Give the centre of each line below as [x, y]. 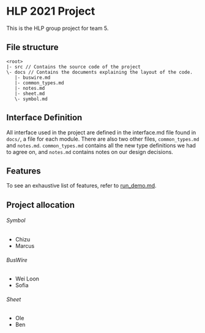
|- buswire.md [32, 78]
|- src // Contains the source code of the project [73, 67]
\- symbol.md [31, 99]
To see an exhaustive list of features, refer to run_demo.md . [82, 186]
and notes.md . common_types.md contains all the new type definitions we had [101, 145]
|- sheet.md [30, 93]
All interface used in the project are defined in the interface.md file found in [101, 132]
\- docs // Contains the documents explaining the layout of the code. [99, 72]
